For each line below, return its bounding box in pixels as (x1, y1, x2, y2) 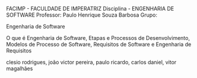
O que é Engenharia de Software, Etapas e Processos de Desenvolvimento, (6, 35, 190, 41)
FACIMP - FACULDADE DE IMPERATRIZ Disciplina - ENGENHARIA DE (6, 5, 174, 12)
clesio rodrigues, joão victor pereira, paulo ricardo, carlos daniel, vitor (6, 59, 177, 65)
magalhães (6, 65, 33, 72)
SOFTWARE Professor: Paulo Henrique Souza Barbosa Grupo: (6, 11, 157, 18)
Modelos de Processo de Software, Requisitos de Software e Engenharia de (6, 41, 192, 48)
